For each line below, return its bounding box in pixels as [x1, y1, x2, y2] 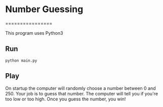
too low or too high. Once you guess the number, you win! [5, 96, 126, 102]
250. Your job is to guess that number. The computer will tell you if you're [5, 90, 158, 96]
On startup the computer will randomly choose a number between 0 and [5, 85, 156, 91]
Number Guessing [5, 4, 84, 15]
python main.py [5, 58, 37, 63]
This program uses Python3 [5, 30, 63, 36]
